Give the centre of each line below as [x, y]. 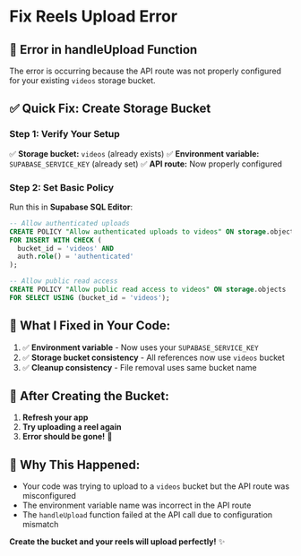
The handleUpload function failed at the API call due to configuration [147, 515]
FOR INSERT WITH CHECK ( [56, 240]
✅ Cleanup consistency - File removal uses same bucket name [139, 367]
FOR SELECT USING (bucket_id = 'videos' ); [90, 297]
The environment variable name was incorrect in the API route [137, 505]
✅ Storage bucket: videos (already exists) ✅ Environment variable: [134, 153]
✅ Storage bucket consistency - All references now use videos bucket [153, 357]
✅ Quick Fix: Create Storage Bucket [110, 109]
